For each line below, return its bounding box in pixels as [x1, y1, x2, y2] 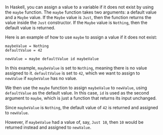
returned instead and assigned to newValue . [5, 124, 91, 130]
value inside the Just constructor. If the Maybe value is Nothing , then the [5, 19, 147, 25]
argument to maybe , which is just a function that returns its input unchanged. [5, 95, 157, 101]
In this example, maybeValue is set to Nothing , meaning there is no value [5, 65, 147, 71]
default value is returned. [5, 25, 55, 31]
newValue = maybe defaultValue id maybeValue [5, 57, 99, 61]
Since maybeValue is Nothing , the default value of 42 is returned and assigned [5, 105, 158, 110]
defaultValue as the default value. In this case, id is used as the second [5, 90, 149, 96]
